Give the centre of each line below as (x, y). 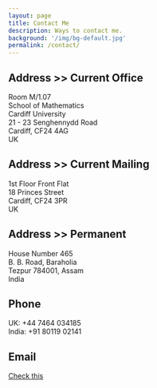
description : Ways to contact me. (66, 30)
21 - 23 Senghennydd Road (53, 122)
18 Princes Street (36, 192)
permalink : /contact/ (44, 46)
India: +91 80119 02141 (45, 331)
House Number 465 (41, 253)
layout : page (30, 16)
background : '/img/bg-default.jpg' (67, 38)
